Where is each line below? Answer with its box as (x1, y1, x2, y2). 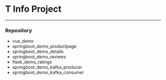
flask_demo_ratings (12, 59, 52, 65)
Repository (5, 27, 32, 34)
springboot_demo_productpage (12, 43, 77, 50)
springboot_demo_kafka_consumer (12, 70, 84, 76)
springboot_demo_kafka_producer (12, 64, 83, 70)
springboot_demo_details (12, 49, 64, 54)
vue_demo (12, 38, 34, 44)
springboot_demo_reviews (12, 54, 66, 60)
